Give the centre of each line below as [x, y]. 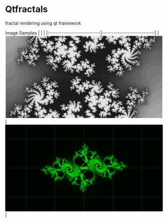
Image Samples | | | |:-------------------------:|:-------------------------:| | [82, 33]
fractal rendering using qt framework [43, 23]
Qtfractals [26, 9]
